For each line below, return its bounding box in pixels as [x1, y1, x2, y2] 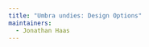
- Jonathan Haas [15, 26, 70, 34]
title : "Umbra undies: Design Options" [8, 11, 143, 20]
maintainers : [8, 19, 52, 27]
